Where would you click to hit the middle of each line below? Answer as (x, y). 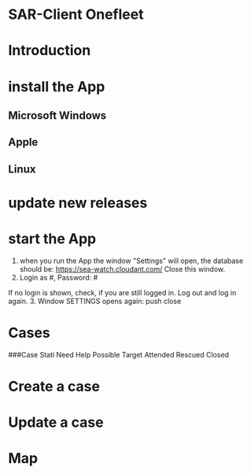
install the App (57, 86)
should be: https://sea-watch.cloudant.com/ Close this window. (122, 268)
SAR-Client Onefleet (76, 15)
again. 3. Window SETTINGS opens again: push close (95, 301)
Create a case (54, 386)
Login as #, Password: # (59, 277)
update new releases (78, 203)
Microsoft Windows (57, 115)
